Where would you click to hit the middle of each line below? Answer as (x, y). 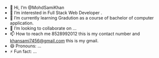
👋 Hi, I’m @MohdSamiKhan (37, 8)
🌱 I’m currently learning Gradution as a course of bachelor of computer (82, 18)
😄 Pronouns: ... (26, 46)
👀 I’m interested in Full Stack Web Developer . (56, 13)
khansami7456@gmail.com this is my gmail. (54, 41)
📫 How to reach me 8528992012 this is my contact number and (75, 34)
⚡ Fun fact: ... (23, 51)
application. (22, 23)
